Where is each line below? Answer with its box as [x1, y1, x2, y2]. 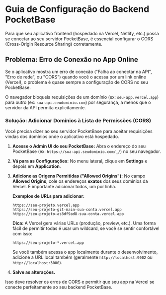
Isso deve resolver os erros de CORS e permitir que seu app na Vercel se [5, 279, 155, 285]
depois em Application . [12, 163, 61, 169]
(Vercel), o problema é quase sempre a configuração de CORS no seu [5, 79, 148, 85]
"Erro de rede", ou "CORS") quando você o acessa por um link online [5, 74, 147, 80]
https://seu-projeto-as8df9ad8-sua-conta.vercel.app [12, 212, 124, 217]
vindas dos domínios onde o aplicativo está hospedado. [5, 134, 119, 140]
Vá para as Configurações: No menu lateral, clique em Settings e [12, 158, 148, 164]
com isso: [12, 231, 32, 237]
